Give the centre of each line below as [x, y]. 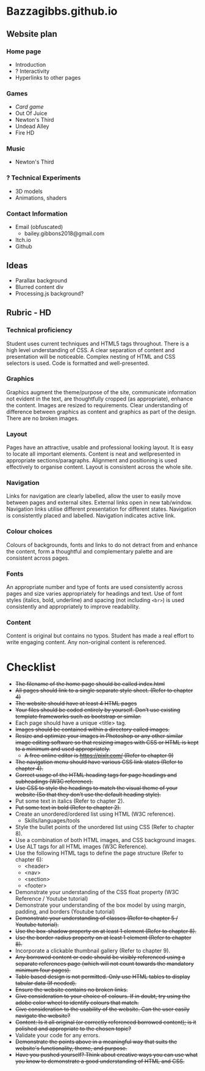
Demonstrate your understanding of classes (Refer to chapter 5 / [96, 918]
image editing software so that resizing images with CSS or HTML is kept [107, 743]
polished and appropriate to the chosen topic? [73, 1029]
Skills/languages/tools [52, 821]
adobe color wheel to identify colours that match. [77, 1003]
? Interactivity [32, 71]
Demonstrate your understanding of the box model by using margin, [100, 905]
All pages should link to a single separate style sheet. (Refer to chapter [104, 691]
